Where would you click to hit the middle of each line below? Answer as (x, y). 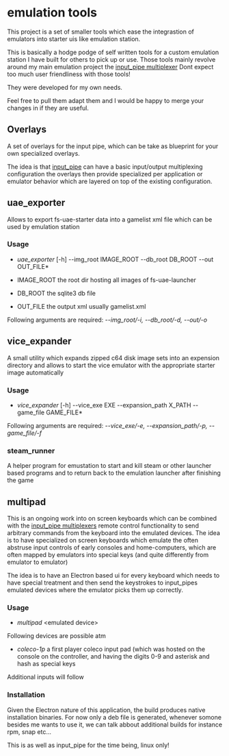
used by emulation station (43, 226)
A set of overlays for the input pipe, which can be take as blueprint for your (113, 146)
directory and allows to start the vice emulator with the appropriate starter (111, 365)
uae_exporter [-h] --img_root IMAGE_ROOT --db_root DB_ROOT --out (115, 259)
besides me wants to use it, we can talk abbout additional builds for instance (115, 724)
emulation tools (52, 13)
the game (21, 480)
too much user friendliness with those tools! (69, 74)
